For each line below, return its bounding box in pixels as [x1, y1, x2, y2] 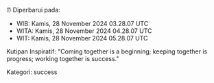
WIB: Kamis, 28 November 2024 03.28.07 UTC [16, 20, 149, 27]
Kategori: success [6, 68, 58, 76]
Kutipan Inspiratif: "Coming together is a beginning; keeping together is [6, 47, 208, 56]
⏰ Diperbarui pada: [6, 6, 61, 14]
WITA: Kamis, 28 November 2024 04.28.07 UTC [16, 27, 152, 35]
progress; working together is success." [6, 55, 119, 62]
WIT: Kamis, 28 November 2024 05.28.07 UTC [16, 34, 148, 42]
